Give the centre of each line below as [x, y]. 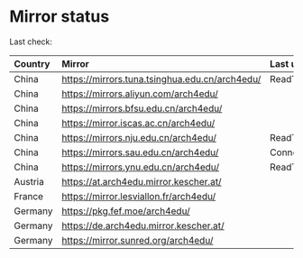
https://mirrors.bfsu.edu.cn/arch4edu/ [142, 108]
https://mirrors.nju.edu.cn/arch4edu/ [139, 137]
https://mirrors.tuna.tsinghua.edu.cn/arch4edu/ [161, 78]
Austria [29, 181]
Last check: [31, 41]
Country [32, 63]
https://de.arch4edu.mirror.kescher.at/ [143, 226]
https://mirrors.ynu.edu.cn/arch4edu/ [141, 167]
